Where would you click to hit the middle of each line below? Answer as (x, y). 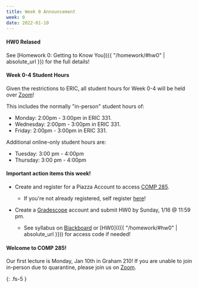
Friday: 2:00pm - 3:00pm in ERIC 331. (61, 130)
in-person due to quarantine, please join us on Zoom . (71, 267)
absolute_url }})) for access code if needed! (77, 234)
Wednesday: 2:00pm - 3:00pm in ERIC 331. (67, 124)
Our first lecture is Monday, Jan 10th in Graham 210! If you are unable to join (99, 261)
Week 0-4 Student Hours (38, 75)
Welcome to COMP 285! (37, 247)
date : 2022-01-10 (28, 23)
